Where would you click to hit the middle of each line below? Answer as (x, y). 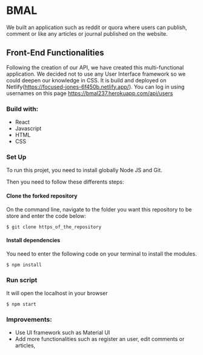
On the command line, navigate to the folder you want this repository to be (99, 209)
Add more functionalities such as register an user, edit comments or (100, 339)
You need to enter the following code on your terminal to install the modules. (101, 254)
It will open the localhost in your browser (57, 293)
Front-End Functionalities (55, 53)
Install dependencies (33, 241)
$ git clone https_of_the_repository (54, 227)
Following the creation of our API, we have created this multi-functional (95, 67)
